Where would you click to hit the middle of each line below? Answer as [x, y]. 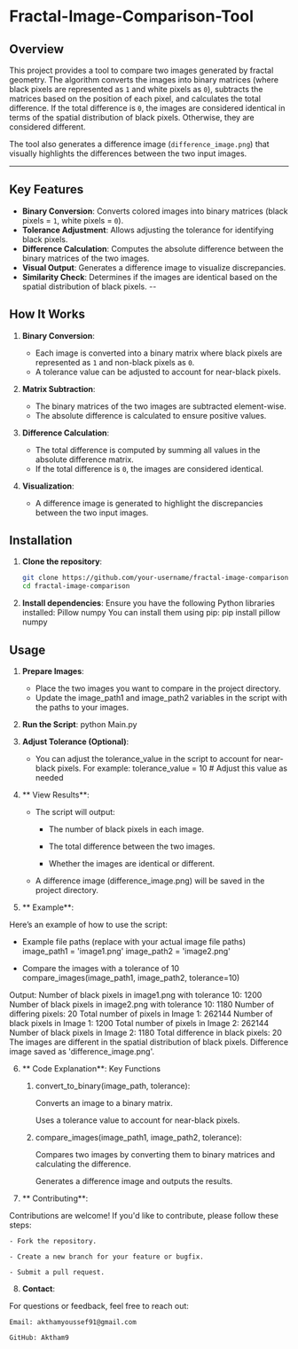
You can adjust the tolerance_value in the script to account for [148, 759]
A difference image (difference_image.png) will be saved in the [150, 881]
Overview [37, 49]
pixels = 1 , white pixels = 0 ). [73, 220]
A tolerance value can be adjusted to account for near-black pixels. [158, 372]
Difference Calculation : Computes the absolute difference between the [153, 248]
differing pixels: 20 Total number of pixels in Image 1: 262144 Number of [141, 1014]
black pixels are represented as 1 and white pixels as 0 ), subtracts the [136, 89]
